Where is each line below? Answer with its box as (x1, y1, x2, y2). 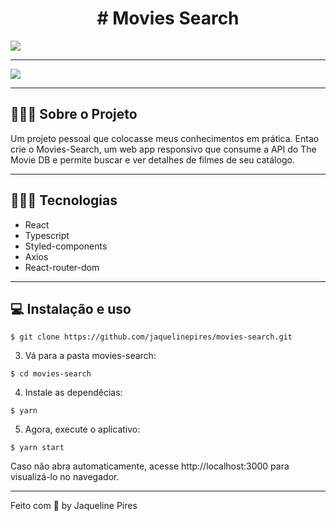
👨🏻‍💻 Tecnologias (10, 192, 118, 209)
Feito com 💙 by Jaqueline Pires (10, 500, 138, 512)
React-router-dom (24, 261, 100, 273)
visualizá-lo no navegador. (10, 471, 120, 483)
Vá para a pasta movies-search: (24, 350, 157, 362)
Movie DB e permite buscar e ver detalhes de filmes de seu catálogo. (10, 153, 295, 166)
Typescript (24, 229, 70, 241)
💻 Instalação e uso (10, 300, 132, 317)
